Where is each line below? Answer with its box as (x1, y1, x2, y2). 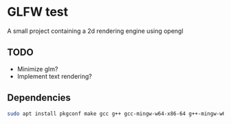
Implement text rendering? (16, 72, 92, 80)
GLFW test (7, 4, 69, 20)
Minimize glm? (16, 64, 58, 73)
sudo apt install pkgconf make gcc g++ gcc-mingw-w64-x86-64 (7, 110, 186, 117)
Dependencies (7, 92, 71, 103)
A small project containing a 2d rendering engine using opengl (7, 27, 184, 35)
